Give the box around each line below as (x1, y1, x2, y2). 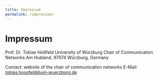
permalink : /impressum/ (5, 12, 54, 17)
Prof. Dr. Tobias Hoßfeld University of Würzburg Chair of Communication (5, 49, 153, 55)
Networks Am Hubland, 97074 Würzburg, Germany (5, 55, 109, 61)
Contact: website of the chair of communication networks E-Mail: (5, 64, 138, 70)
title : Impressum (5, 7, 41, 12)
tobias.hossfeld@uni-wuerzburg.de (5, 70, 78, 76)
